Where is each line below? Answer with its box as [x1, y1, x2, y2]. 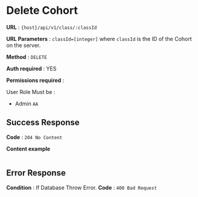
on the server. [6, 42, 41, 49]
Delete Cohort [6, 4, 78, 17]
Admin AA [14, 100, 39, 107]
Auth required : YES [6, 64, 57, 72]
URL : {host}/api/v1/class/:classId [6, 23, 97, 31]
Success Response [6, 117, 80, 128]
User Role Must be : [6, 88, 56, 95]
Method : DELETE [6, 53, 47, 60]
